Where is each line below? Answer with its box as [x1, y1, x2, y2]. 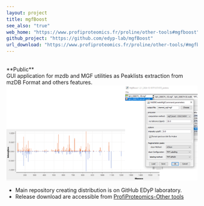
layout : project [6, 10, 47, 16]
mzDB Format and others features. [6, 79, 93, 86]
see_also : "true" [6, 22, 50, 29]
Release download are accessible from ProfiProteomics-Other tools [15, 193, 184, 200]
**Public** [6, 66, 35, 73]
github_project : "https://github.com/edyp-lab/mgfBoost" [6, 35, 154, 42]
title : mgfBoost [6, 16, 47, 22]
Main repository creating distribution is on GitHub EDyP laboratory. [15, 186, 182, 194]
